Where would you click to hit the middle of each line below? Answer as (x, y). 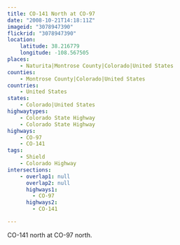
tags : (15, 150)
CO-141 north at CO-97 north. (50, 234)
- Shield (33, 157)
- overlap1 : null (45, 176)
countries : (23, 85)
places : (19, 59)
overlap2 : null (48, 183)
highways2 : (42, 203)
